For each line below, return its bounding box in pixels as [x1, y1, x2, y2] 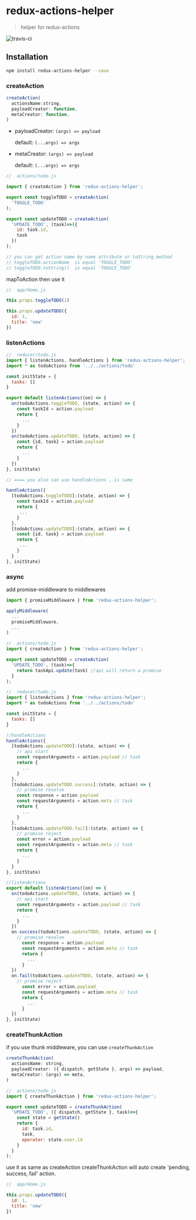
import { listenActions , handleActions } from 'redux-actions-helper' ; [6, 357, 185, 363]
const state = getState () [16, 1115, 81, 1121]
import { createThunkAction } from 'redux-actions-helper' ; [6, 1093, 157, 1099]
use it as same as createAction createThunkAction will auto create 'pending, [6, 1164, 190, 1171]
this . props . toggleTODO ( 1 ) [6, 297, 69, 304]
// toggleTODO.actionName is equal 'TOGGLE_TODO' [6, 259, 133, 266]
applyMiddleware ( [6, 608, 49, 614]
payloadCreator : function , [11, 106, 78, 112]
